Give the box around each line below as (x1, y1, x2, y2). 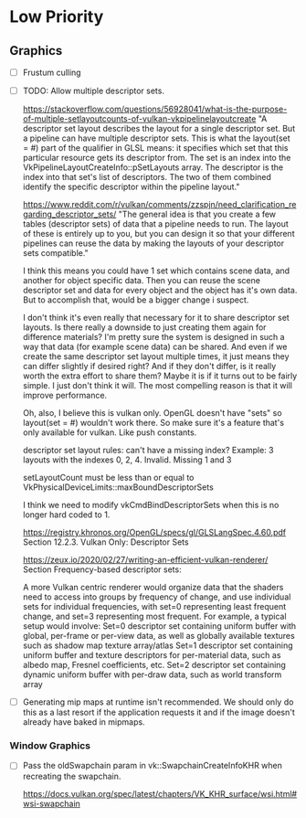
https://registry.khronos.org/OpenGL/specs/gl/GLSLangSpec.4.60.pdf (22, 527, 286, 538)
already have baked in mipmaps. (22, 717, 145, 728)
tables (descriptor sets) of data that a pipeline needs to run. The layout (22, 218, 290, 229)
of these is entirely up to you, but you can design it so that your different (22, 228, 295, 239)
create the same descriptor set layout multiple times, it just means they (22, 351, 290, 362)
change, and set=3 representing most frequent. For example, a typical (22, 611, 287, 622)
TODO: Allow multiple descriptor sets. (22, 85, 164, 97)
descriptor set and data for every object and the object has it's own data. (22, 285, 298, 296)
